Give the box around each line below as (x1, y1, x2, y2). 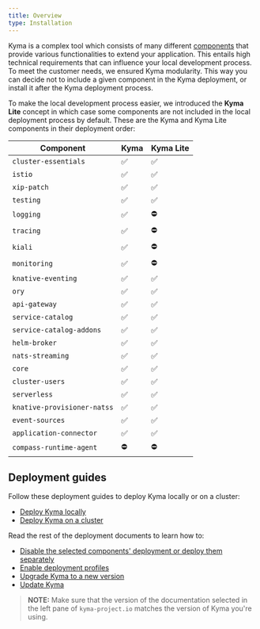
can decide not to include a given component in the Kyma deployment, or (8, 75, 247, 84)
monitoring (12, 259, 53, 268)
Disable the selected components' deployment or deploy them (19, 547, 223, 556)
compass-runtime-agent (12, 443, 97, 452)
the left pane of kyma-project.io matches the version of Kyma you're (27, 604, 252, 613)
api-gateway (12, 299, 58, 309)
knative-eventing (12, 274, 77, 282)
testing (12, 195, 41, 205)
